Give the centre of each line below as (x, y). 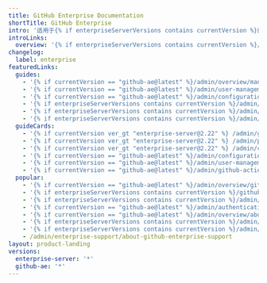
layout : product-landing (49, 244)
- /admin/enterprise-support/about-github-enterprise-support (128, 237)
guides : (28, 75)
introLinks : (28, 38)
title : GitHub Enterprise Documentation (76, 15)
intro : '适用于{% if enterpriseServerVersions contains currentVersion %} (133, 30)
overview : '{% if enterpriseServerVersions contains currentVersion (131, 45)
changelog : (26, 52)
